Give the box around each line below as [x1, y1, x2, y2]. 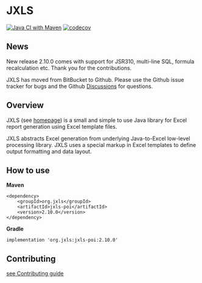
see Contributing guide [6, 270, 64, 278]
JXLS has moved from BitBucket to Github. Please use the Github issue [6, 76, 184, 83]
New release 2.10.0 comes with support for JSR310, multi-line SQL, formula [6, 57, 195, 65]
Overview [6, 100, 44, 110]
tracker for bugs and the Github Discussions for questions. [6, 82, 153, 90]
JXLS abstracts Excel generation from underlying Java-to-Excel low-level [6, 135, 190, 142]
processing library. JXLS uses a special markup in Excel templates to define [6, 141, 197, 148]
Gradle [6, 225, 24, 232]
